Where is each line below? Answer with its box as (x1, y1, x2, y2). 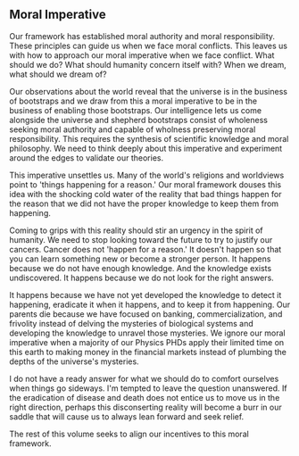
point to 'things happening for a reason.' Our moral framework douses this (9, 178, 282, 190)
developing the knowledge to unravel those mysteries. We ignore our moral (9, 327, 286, 338)
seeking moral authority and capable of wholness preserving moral (9, 124, 256, 135)
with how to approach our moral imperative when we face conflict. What (9, 49, 275, 61)
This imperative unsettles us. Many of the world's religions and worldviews (9, 170, 285, 180)
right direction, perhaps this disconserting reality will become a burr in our (9, 402, 283, 412)
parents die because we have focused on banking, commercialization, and (9, 308, 283, 319)
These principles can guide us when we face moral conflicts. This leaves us (9, 40, 288, 51)
